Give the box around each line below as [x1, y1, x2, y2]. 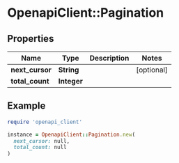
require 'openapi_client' [7, 118, 82, 125]
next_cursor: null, [13, 137, 70, 144]
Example [7, 100, 46, 112]
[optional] [135, 65, 169, 75]
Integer [58, 77, 84, 86]
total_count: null [13, 144, 68, 151]
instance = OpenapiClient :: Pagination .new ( [7, 131, 136, 138]
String [58, 65, 79, 75]
